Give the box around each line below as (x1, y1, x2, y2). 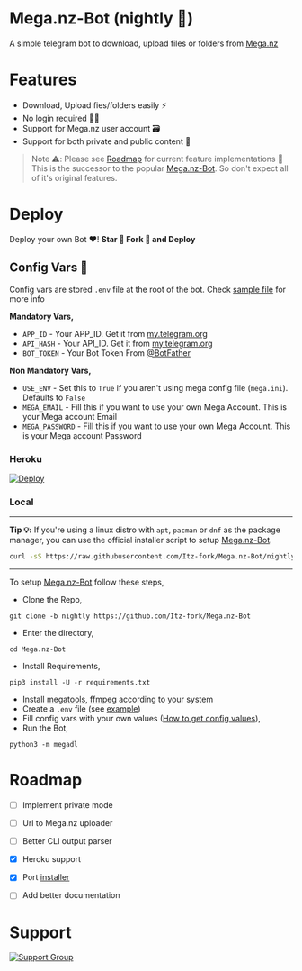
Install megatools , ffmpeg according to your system (22, 694, 214, 705)
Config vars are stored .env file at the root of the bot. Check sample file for (9, 284, 286, 295)
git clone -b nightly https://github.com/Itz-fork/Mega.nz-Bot (9, 612, 252, 621)
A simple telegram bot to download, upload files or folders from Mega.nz (9, 38, 279, 49)
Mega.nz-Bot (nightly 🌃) (9, 8, 194, 29)
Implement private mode (22, 800, 114, 811)
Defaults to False (22, 392, 86, 403)
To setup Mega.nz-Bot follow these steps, (9, 576, 164, 588)
